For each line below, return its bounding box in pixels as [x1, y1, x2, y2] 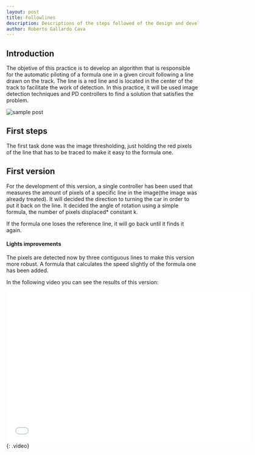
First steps [6, 126, 47, 137]
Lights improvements [6, 241, 61, 248]
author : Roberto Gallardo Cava [6, 26, 86, 32]
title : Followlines [6, 15, 56, 21]
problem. [6, 97, 29, 104]
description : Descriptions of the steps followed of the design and [6, 20, 184, 26]
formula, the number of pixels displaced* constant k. [6, 208, 138, 216]
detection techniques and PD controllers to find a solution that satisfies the [6, 91, 194, 98]
